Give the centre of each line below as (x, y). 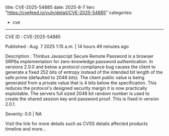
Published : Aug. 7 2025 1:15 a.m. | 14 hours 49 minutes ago (67, 46)
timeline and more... (26, 129)
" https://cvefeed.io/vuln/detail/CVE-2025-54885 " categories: (69, 13)
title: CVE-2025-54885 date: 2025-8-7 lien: (50, 7)
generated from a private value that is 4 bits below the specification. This (81, 83)
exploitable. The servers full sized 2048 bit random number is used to (77, 93)
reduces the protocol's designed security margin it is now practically (76, 88)
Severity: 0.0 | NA (23, 114)
